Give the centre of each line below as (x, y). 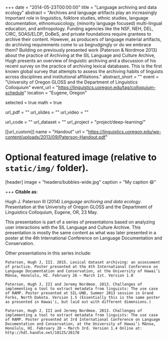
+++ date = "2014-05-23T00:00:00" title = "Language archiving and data (81, 7)
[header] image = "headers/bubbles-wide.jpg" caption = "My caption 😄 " (81, 182)
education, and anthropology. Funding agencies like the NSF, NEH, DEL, (79, 29)
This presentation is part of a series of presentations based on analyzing (80, 222)
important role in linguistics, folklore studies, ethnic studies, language (77, 18)
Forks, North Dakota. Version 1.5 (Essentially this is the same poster (83, 297)
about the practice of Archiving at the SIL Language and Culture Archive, (80, 55)
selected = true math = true (34, 102)
